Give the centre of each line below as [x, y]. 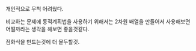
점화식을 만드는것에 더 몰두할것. [43, 42]
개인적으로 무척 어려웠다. [35, 9]
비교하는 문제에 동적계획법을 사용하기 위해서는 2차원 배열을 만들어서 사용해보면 [98, 22]
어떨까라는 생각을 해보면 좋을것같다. [47, 29]
